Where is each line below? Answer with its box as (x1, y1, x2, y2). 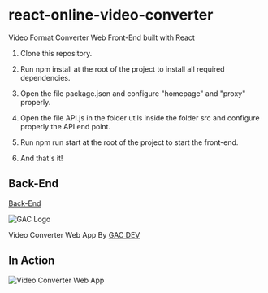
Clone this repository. (19, 48, 93, 58)
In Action (8, 254, 55, 268)
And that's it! (19, 153, 63, 163)
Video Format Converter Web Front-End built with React (8, 33, 195, 42)
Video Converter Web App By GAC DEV (8, 230, 140, 239)
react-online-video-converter (8, 6, 214, 24)
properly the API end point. (19, 121, 111, 131)
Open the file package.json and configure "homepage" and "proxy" (19, 88, 246, 98)
